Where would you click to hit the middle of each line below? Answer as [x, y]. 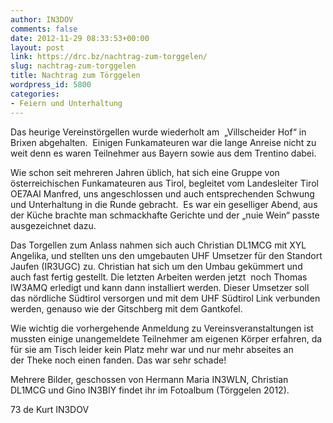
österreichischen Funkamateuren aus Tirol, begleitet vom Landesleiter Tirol [164, 183]
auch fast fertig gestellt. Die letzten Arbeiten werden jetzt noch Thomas [159, 277]
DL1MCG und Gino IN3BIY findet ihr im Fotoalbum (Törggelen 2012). [150, 390]
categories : [35, 94]
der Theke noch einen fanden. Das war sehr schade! [118, 360]
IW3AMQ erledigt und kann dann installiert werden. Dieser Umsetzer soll [160, 287]
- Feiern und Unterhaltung [66, 103]
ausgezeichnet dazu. [53, 225]
